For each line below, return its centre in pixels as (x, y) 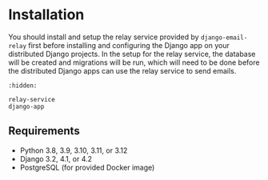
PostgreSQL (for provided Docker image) (87, 167)
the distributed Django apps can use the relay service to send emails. (122, 70)
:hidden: (23, 86)
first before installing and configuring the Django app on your (128, 45)
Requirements (44, 131)
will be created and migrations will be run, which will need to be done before (134, 62)
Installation (46, 15)
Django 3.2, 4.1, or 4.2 (56, 158)
